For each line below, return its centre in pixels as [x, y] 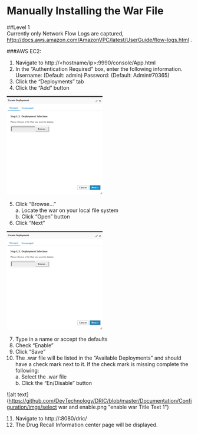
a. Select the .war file [41, 377]
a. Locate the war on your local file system [67, 210]
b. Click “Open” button [42, 216]
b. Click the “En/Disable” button [53, 383]
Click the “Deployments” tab [49, 81]
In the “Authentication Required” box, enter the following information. [99, 68]
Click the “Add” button [42, 87]
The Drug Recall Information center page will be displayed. [86, 425]
